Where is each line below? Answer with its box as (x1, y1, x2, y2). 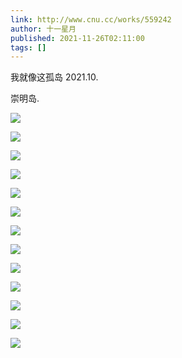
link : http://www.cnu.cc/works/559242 (10, 14, 172, 25)
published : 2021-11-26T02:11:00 (10, 33, 145, 43)
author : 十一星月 (10, 24, 77, 34)
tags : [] (10, 42, 47, 53)
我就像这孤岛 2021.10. (10, 71, 99, 83)
